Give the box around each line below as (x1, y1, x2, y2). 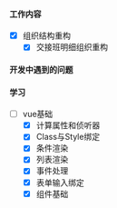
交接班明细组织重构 (35, 42, 109, 53)
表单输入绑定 (35, 177, 84, 188)
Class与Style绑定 (35, 132, 101, 143)
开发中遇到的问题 (9, 64, 73, 74)
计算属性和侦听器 (35, 120, 101, 131)
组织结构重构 (22, 30, 71, 41)
